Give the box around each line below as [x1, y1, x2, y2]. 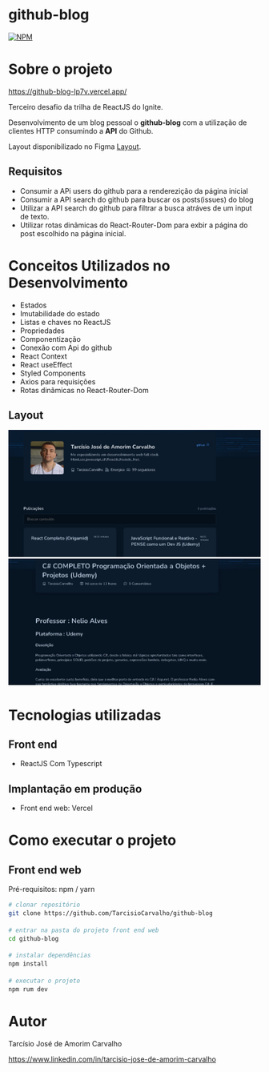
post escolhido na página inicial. [19, 228, 126, 238]
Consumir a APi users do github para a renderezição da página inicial [19, 186, 248, 195]
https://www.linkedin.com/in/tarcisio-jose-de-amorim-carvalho [8, 1054, 216, 1064]
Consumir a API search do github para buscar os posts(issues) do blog [19, 195, 254, 204]
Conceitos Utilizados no [8, 256, 171, 275]
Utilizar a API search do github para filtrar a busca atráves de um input [19, 203, 252, 213]
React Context [19, 351, 67, 361]
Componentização [19, 334, 82, 343]
